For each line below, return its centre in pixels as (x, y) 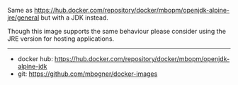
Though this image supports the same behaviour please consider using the (117, 31)
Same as (20, 10)
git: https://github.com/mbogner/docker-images (87, 74)
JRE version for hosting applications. (61, 39)
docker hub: (35, 59)
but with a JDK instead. (74, 18)
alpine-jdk (32, 66)
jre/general (23, 18)
